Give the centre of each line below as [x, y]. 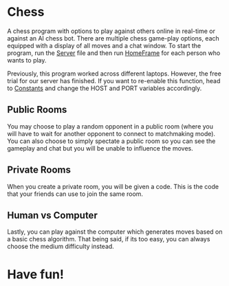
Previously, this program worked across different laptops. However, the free [114, 74]
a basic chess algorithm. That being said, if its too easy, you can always [109, 239]
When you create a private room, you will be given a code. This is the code [113, 186]
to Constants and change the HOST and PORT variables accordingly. [105, 88]
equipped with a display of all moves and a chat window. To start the [104, 45]
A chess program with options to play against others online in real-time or [111, 31]
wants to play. [27, 60]
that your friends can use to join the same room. [75, 194]
